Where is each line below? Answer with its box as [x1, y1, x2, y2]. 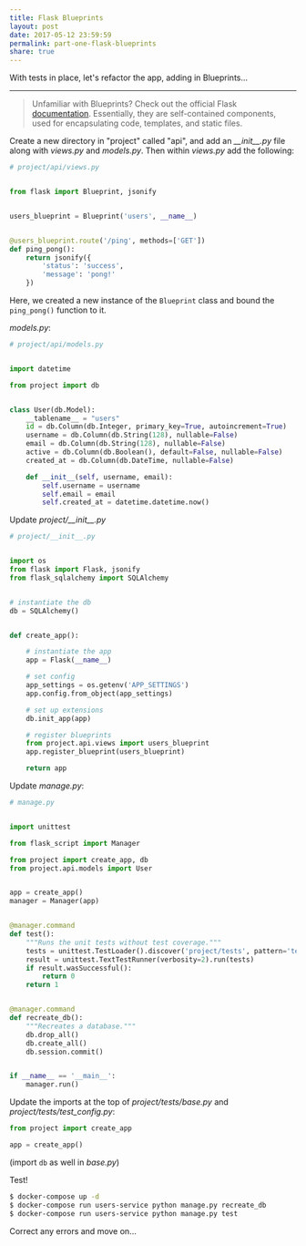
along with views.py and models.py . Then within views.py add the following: [9, 145, 294, 156]
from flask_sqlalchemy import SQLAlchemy [9, 573, 169, 582]
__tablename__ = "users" [25, 414, 120, 423]
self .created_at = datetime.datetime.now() [42, 498, 209, 507]
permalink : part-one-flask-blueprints [9, 38, 157, 48]
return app [25, 764, 67, 773]
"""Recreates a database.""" [25, 1022, 137, 1031]
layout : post [9, 22, 59, 31]
